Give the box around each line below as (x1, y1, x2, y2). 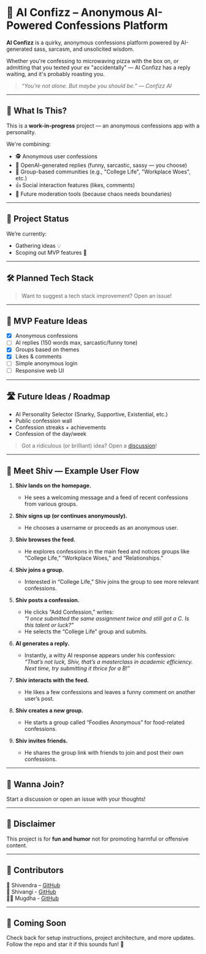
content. (6, 841, 28, 849)
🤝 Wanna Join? (6, 779, 64, 790)
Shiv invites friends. (15, 737, 68, 744)
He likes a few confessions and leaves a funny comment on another (24, 689, 196, 696)
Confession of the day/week (15, 430, 87, 438)
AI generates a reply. (15, 640, 70, 647)
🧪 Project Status (6, 214, 69, 224)
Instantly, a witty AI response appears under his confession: (24, 652, 176, 659)
